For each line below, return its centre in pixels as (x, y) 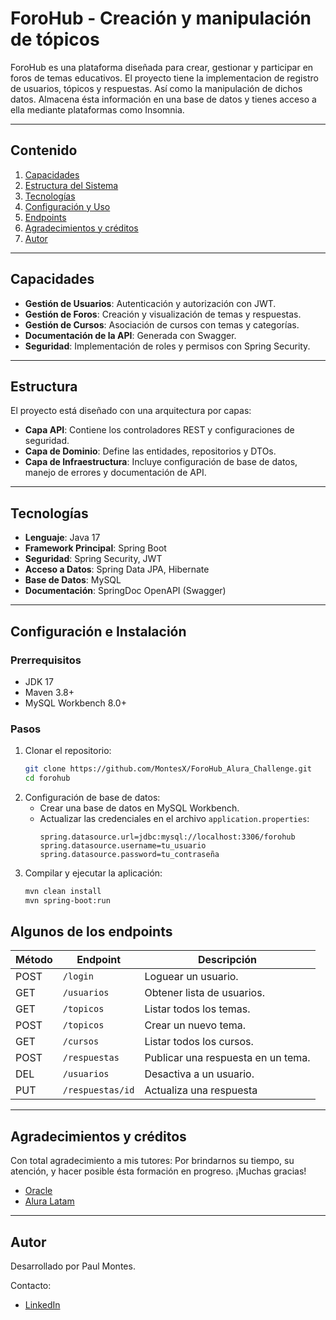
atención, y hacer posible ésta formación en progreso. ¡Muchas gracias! (158, 1171)
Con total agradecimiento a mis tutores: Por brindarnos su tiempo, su (152, 1161)
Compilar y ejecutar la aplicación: (93, 873)
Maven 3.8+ (49, 692)
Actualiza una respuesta (201, 1090)
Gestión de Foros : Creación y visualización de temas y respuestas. (163, 314)
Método (34, 960)
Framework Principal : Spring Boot (95, 548)
